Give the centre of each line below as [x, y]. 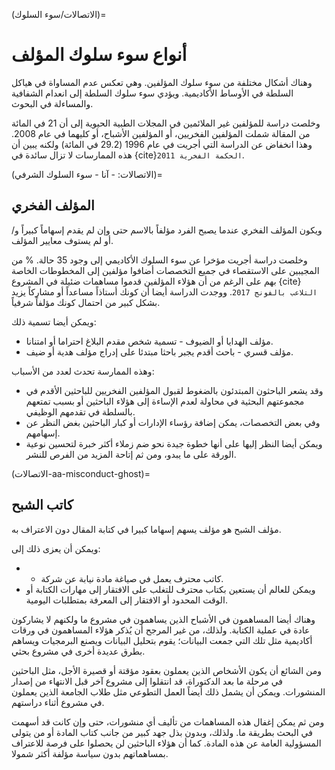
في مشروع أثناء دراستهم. [58, 702]
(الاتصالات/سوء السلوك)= [59, 14]
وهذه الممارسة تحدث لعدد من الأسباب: [83, 371]
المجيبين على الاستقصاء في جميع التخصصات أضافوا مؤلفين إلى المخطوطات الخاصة [165, 270]
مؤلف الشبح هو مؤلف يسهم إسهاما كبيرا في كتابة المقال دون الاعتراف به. [146, 529]
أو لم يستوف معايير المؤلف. [62, 240]
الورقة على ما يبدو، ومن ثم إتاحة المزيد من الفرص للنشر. [131, 454]
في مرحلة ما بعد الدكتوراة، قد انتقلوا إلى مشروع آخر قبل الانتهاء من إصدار [147, 681]
